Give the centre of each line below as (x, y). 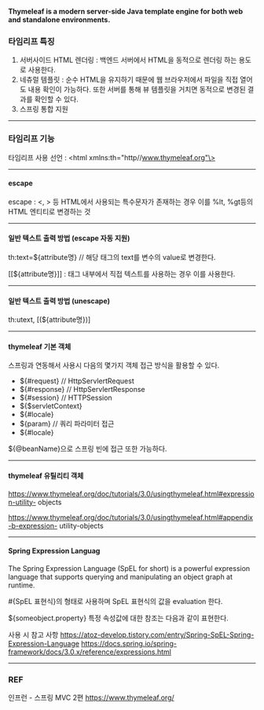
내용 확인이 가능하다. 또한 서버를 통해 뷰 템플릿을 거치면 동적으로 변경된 (137, 90)
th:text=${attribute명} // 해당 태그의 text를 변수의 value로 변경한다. (112, 257)
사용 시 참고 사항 (33, 635)
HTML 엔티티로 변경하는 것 (49, 211)
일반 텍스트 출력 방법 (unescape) (59, 301)
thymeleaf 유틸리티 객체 (46, 476)
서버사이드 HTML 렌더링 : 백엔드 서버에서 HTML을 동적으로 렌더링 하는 (128, 60)
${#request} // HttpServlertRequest (77, 381)
